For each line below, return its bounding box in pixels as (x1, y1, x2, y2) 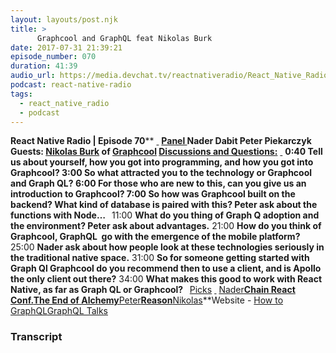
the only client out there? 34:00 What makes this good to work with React (10, 273, 323, 285)
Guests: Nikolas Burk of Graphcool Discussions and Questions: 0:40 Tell (10, 146, 323, 158)
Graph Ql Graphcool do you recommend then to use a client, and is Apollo (10, 262, 322, 275)
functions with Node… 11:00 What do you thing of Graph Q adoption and (10, 209, 320, 221)
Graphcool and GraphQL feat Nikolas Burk (36, 33, 213, 43)
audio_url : (10, 71, 56, 81)
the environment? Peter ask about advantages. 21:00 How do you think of (10, 220, 322, 232)
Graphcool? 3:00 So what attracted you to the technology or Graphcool (10, 167, 313, 179)
